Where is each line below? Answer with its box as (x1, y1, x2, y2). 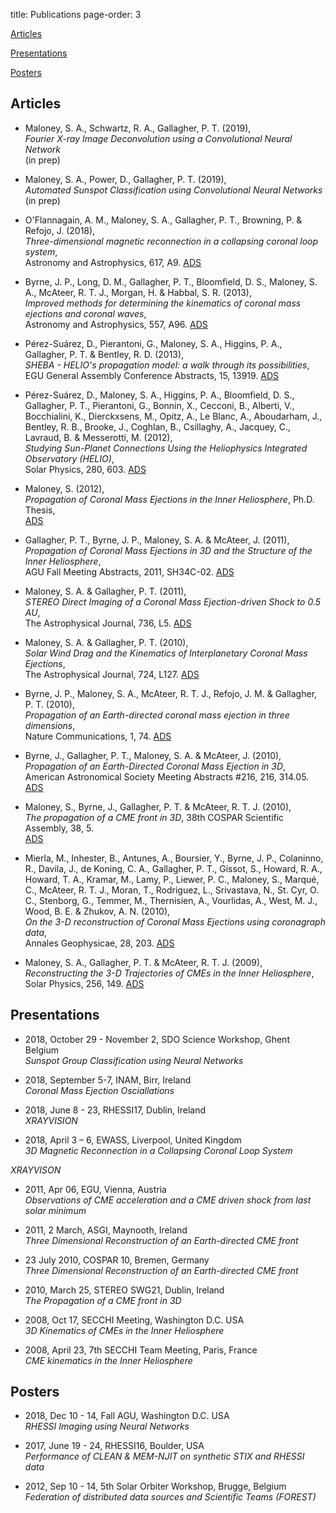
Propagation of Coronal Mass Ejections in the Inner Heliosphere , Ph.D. (24, 493, 315, 505)
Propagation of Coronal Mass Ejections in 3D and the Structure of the (24, 544, 313, 556)
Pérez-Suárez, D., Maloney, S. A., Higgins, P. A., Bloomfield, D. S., (24, 389, 295, 401)
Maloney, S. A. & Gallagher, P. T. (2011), (24, 585, 187, 597)
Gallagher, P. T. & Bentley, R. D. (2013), (24, 348, 185, 360)
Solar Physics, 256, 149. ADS (24, 977, 145, 989)
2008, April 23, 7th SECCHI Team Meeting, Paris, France (24, 1344, 258, 1356)
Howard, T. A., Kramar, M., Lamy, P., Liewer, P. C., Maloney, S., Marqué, (24, 873, 320, 885)
